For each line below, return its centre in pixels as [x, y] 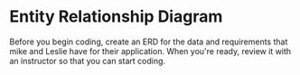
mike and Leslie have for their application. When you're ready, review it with [150, 51]
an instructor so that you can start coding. [87, 61]
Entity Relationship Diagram [116, 17]
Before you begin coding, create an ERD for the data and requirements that [149, 42]
